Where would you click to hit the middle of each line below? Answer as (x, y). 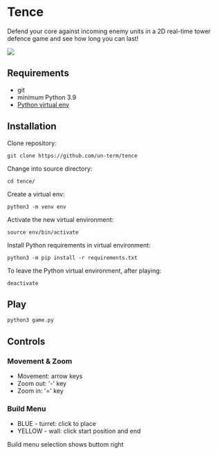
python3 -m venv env (37, 207)
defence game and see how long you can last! (73, 38)
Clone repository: (32, 143)
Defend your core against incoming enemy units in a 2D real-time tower (109, 31)
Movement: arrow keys (50, 376)
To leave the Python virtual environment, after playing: (84, 270)
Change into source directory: (50, 168)
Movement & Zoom (40, 361)
